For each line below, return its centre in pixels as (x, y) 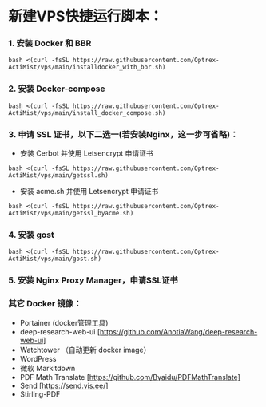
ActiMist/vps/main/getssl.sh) (59, 176)
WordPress (38, 358)
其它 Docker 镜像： (45, 304)
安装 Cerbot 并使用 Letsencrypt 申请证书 (86, 153)
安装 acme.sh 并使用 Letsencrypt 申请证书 (89, 192)
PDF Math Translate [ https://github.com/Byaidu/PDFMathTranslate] (130, 377)
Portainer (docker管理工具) (64, 322)
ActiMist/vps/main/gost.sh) (55, 259)
